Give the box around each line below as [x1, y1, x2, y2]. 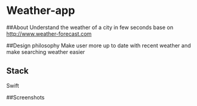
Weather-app [6, 4, 75, 18]
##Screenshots [6, 93, 45, 101]
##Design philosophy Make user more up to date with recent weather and [6, 42, 192, 49]
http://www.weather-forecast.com [6, 30, 92, 37]
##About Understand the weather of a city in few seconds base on [6, 24, 173, 31]
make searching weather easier [6, 48, 85, 55]
